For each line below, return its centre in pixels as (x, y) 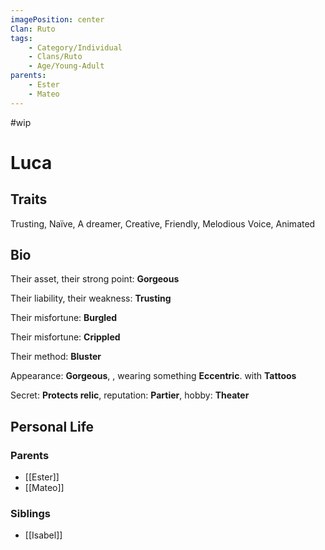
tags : (21, 38)
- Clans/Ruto (55, 57)
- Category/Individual (75, 47)
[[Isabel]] (43, 535)
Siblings (31, 514)
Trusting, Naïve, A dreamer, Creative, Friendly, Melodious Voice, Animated (163, 223)
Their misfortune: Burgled (64, 318)
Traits (29, 199)
